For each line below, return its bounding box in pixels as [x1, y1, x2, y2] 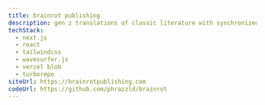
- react [15, 41, 41, 49]
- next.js [15, 33, 47, 42]
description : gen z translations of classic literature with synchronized [8, 19, 259, 27]
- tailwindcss [15, 48, 62, 56]
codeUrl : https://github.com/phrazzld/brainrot [8, 84, 168, 93]
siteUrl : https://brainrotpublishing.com [8, 77, 147, 85]
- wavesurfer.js [15, 56, 69, 64]
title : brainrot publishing [8, 11, 101, 20]
